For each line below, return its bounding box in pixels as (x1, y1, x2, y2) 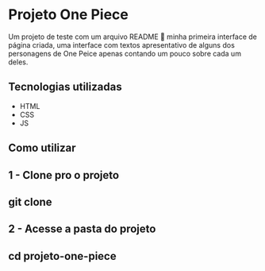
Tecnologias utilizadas (8, 80, 122, 94)
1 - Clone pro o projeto (8, 168, 120, 182)
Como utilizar (8, 141, 77, 155)
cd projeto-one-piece (8, 249, 117, 263)
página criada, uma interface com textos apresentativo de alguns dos (8, 40, 236, 49)
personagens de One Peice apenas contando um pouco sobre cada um (8, 48, 242, 58)
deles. (8, 57, 29, 67)
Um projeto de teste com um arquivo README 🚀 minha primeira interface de (8, 32, 258, 41)
